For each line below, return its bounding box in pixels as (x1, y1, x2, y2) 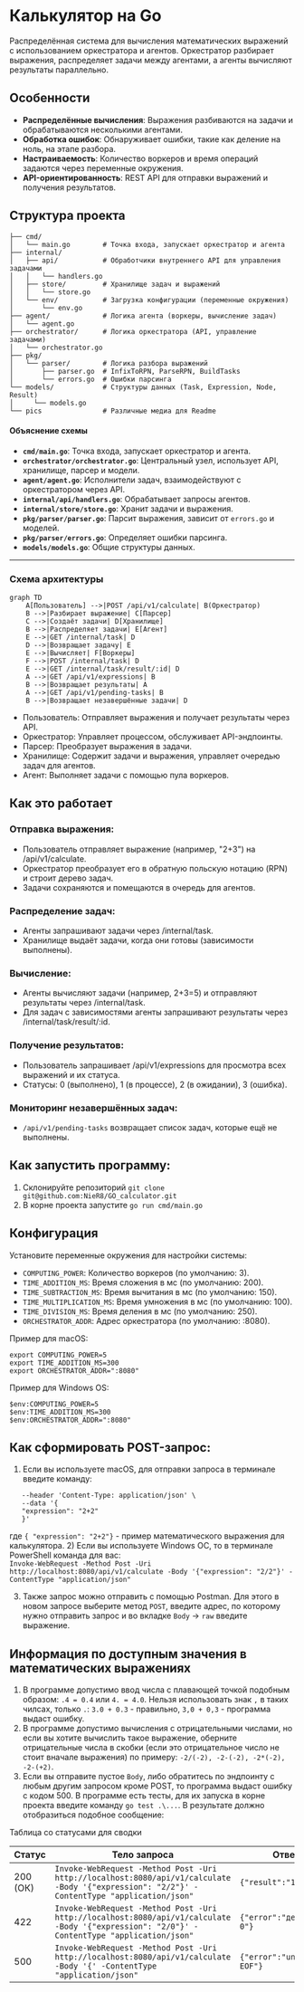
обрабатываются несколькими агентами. (22, 124, 184, 135)
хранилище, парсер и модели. (22, 464, 140, 475)
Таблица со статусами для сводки (9, 1827, 142, 1838)
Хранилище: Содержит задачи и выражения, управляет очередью (22, 750, 280, 761)
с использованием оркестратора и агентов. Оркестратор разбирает (9, 44, 274, 55)
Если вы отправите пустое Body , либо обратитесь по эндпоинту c (22, 1771, 275, 1782)
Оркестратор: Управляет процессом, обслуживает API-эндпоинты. (22, 731, 283, 742)
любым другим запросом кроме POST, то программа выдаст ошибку (22, 1780, 292, 1792)
